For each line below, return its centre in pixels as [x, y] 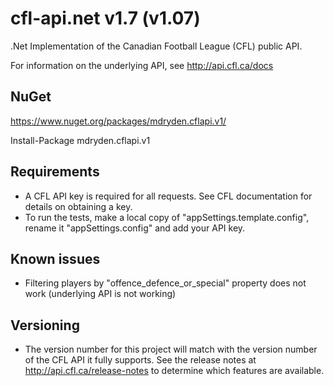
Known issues [55, 258]
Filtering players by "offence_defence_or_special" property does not [165, 283]
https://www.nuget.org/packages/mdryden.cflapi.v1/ [118, 121]
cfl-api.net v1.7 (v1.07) [105, 18]
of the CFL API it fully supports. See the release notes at [140, 360]
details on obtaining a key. [78, 206]
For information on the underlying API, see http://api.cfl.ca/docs [142, 65]
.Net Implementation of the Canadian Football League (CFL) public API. [156, 46]
